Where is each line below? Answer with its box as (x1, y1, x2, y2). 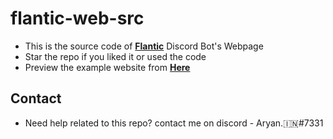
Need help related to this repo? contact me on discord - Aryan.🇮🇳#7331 (24, 117, 324, 129)
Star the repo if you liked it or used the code (24, 50, 207, 62)
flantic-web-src (10, 7, 145, 30)
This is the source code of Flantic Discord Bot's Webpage (24, 40, 264, 52)
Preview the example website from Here (24, 61, 191, 73)
